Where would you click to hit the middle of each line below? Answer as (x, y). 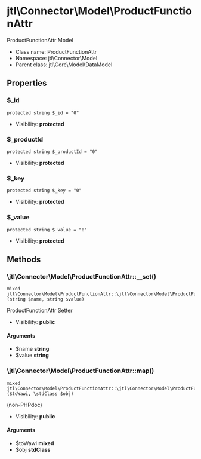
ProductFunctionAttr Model (40, 40)
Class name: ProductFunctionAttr (56, 51)
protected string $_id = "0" (43, 113)
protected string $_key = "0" (44, 191)
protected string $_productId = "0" (52, 152)
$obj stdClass (33, 449)
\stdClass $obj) (53, 394)
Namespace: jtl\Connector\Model (56, 58)
